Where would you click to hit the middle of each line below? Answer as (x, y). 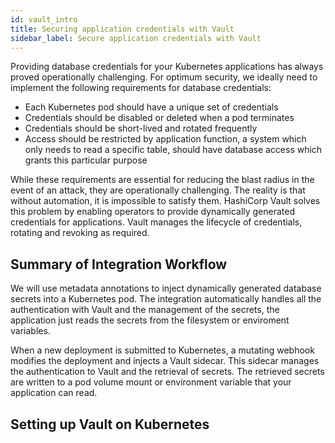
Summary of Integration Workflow (119, 264)
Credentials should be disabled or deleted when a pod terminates (159, 118)
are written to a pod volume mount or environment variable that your (151, 382)
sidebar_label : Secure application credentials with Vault (136, 38)
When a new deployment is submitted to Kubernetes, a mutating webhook (162, 350)
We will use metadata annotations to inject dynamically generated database (166, 288)
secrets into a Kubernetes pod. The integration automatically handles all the (166, 299)
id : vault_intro (44, 19)
